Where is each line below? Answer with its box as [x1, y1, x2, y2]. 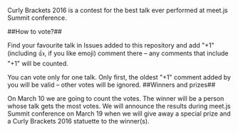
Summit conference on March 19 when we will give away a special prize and [7, 109, 232, 118]
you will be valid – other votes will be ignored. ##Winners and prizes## [7, 81, 216, 89]
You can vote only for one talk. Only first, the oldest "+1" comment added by [7, 73, 232, 81]
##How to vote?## [7, 28, 62, 35]
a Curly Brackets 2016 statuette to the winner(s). [7, 117, 150, 125]
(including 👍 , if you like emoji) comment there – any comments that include [7, 49, 229, 57]
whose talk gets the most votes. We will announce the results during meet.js [7, 102, 231, 110]
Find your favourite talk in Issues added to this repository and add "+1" [7, 41, 215, 49]
